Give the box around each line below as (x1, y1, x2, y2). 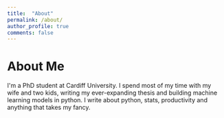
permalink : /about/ (7, 16, 63, 23)
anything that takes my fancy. (7, 104, 91, 112)
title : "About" (7, 10, 54, 17)
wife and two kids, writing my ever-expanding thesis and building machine (7, 88, 218, 97)
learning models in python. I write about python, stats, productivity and (7, 96, 208, 104)
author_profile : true (7, 23, 69, 29)
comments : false (7, 29, 54, 36)
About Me (7, 59, 65, 74)
